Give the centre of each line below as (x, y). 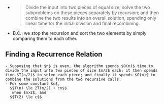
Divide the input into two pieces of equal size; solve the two (88, 7)
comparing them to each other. (45, 38)
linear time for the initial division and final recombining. (83, 23)
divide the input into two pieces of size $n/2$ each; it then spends (81, 70)
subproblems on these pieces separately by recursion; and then (92, 13)
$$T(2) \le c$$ (26, 97)
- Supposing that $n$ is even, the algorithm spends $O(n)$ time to (79, 66)
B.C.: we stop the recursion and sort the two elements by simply (79, 33)
